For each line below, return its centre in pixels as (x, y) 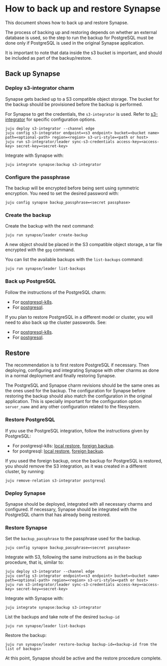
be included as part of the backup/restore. (49, 58)
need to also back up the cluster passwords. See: (56, 322)
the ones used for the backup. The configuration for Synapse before (75, 391)
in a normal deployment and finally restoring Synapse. (61, 376)
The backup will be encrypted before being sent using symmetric (72, 188)
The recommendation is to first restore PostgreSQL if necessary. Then (77, 365)
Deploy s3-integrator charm (40, 88)
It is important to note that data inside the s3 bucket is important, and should (83, 53)
